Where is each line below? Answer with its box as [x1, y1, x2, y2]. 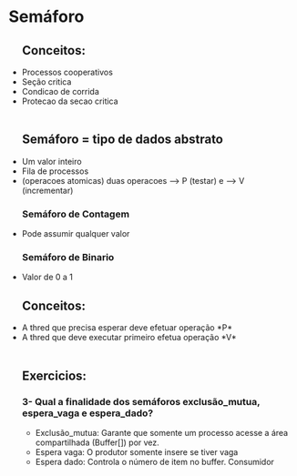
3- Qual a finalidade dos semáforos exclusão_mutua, [21, 395, 261, 408]
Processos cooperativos [21, 66, 113, 77]
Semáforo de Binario [21, 251, 115, 264]
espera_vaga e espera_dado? [21, 407, 154, 420]
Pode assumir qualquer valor [21, 228, 130, 239]
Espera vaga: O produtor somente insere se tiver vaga [35, 446, 239, 457]
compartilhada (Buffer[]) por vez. [35, 437, 160, 448]
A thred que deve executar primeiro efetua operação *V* [21, 332, 237, 343]
